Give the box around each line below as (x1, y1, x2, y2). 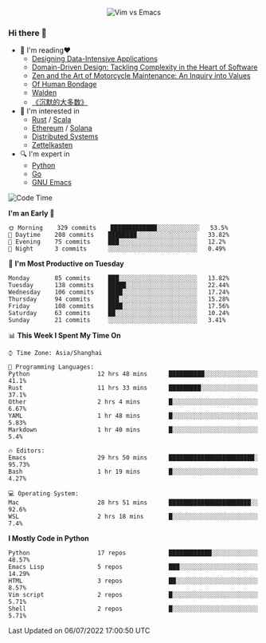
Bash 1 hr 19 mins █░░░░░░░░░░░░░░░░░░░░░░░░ (8, 467, 259, 476)
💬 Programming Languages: (8, 363, 94, 371)
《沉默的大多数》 (31, 97, 88, 107)
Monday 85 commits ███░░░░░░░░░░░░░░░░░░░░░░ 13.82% (8, 274, 229, 282)
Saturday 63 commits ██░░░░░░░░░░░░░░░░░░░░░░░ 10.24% (8, 310, 229, 318)
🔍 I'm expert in (19, 149, 70, 159)
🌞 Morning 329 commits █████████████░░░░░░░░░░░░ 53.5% (8, 224, 229, 232)
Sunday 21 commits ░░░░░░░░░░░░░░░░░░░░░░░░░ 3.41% (8, 316, 226, 325)
